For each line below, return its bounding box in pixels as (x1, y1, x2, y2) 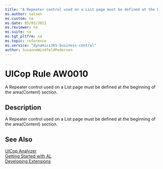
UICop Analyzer (5, 148, 37, 154)
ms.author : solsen (5, 12, 42, 16)
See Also (5, 135, 33, 143)
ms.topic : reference (5, 39, 47, 43)
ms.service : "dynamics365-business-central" (5, 43, 97, 48)
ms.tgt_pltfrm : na (5, 34, 42, 39)
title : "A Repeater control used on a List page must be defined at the (5, 7, 155, 12)
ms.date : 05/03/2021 (5, 20, 47, 26)
